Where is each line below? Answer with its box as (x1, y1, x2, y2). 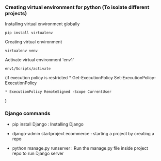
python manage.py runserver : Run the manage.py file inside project (12, 145, 148, 151)
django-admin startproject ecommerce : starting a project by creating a (12, 130, 154, 136)
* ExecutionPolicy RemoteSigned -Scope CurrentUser (5, 89, 112, 94)
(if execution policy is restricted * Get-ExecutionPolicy (5, 75, 113, 81)
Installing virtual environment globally (5, 21, 80, 27)
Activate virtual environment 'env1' (5, 57, 74, 63)
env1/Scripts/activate (5, 66, 51, 72)
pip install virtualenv (5, 31, 53, 36)
